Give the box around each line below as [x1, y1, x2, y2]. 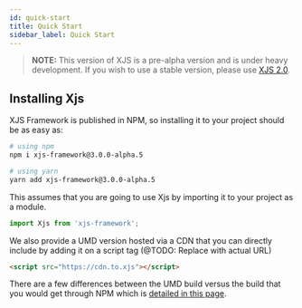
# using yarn [9, 167, 59, 176]
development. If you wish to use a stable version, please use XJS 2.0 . [31, 64, 291, 75]
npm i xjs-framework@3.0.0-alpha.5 [9, 150, 144, 159]
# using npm [9, 142, 54, 151]
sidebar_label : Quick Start [9, 30, 116, 39]
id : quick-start [9, 13, 71, 23]
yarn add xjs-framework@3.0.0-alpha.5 [9, 175, 156, 184]
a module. [9, 201, 47, 212]
